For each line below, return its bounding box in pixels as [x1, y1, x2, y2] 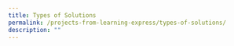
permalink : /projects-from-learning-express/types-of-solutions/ [8, 19, 226, 27]
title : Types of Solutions [8, 11, 97, 19]
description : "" [8, 26, 61, 34]
